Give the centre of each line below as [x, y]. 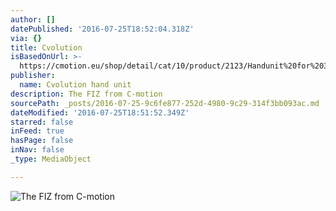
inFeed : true [37, 131]
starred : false [42, 122]
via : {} [26, 38]
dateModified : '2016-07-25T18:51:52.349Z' [100, 112]
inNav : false [37, 150]
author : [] [33, 19]
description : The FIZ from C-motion [86, 94]
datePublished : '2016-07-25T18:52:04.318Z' [102, 29]
